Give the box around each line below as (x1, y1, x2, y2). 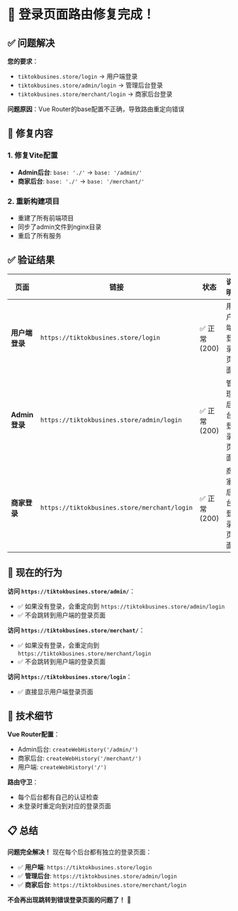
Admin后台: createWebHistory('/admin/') (17, 745, 139, 754)
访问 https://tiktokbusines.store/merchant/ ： (7, 626, 145, 634)
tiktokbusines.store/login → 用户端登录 (17, 72, 138, 80)
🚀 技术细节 (7, 710, 53, 722)
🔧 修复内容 (7, 128, 53, 140)
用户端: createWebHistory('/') (17, 763, 108, 771)
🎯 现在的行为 (7, 567, 62, 579)
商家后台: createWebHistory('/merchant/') (17, 754, 142, 762)
